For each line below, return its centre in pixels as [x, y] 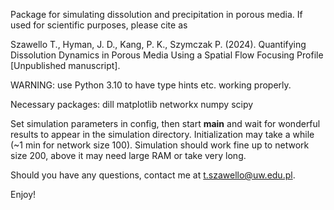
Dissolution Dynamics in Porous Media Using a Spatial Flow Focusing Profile [167, 55]
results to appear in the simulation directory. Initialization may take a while [162, 134]
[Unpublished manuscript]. [65, 65]
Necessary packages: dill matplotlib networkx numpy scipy [132, 104]
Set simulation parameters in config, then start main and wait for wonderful [165, 123]
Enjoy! [23, 194]
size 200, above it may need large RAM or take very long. [128, 155]
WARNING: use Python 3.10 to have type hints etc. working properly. [151, 85]
